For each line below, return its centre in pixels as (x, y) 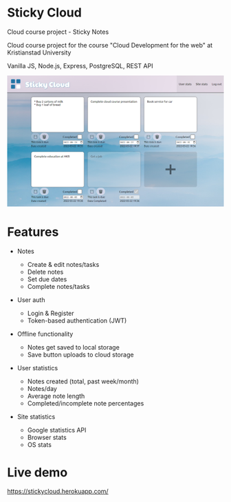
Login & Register (51, 313)
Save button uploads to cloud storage (80, 354)
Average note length (56, 396)
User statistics (37, 368)
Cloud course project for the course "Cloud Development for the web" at (110, 45)
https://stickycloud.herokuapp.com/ (58, 492)
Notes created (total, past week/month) (83, 381)
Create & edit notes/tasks (63, 264)
